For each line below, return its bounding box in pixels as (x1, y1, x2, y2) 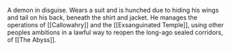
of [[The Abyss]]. (7, 36, 57, 44)
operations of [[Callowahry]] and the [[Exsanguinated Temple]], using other (7, 21, 225, 29)
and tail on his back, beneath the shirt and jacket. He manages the (7, 13, 198, 22)
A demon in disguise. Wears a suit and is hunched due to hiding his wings (7, 6, 219, 14)
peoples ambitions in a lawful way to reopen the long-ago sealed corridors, (7, 28, 223, 36)
